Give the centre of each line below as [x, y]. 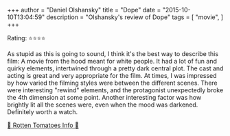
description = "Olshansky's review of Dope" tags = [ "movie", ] [135, 17]
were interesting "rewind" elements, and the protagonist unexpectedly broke [115, 90]
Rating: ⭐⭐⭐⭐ [26, 38]
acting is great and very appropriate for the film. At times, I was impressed [112, 76]
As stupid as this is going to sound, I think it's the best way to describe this [113, 54]
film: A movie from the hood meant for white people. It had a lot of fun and [112, 61]
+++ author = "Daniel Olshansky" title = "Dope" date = [84, 10]
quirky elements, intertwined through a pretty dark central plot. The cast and [115, 68]
